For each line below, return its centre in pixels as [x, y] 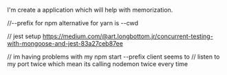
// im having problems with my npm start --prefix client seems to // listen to [113, 57]
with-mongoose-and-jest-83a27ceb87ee [65, 43]
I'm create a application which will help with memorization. [90, 10]
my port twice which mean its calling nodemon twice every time [97, 64]
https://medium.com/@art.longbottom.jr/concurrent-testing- [128, 36]
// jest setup [24, 36]
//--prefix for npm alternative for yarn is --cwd [73, 23]
